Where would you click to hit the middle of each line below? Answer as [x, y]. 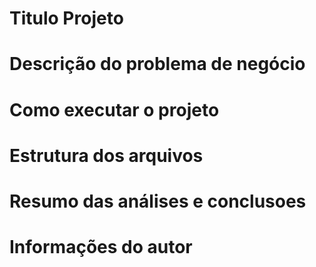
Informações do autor [101, 247]
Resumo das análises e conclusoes [158, 201]
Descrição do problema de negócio [157, 64]
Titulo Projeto [66, 18]
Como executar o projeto [114, 109]
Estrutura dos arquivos [106, 155]
